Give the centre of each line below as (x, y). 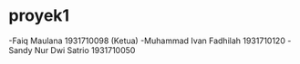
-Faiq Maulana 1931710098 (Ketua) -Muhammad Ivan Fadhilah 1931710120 (147, 41)
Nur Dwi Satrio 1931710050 (85, 50)
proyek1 (39, 16)
